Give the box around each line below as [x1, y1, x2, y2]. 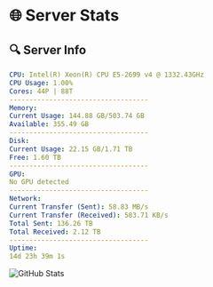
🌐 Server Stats [9, 5, 120, 26]
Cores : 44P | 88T [9, 86, 74, 96]
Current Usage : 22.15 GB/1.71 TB [9, 144, 133, 154]
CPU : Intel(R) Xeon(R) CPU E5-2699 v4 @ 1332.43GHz [9, 70, 204, 79]
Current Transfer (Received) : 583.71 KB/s [9, 211, 169, 219]
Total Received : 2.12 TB [9, 227, 101, 236]
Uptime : [9, 243, 38, 253]
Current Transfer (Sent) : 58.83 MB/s [9, 203, 149, 211]
